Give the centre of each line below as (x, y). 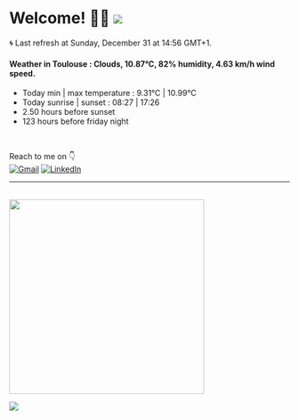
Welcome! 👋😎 (60, 18)
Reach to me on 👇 (42, 157)
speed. (22, 73)
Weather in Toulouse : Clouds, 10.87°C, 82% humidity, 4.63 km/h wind (142, 64)
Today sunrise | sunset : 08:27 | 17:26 (91, 102)
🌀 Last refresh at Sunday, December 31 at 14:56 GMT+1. (110, 43)
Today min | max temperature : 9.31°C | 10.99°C (109, 93)
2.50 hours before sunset (69, 112)
